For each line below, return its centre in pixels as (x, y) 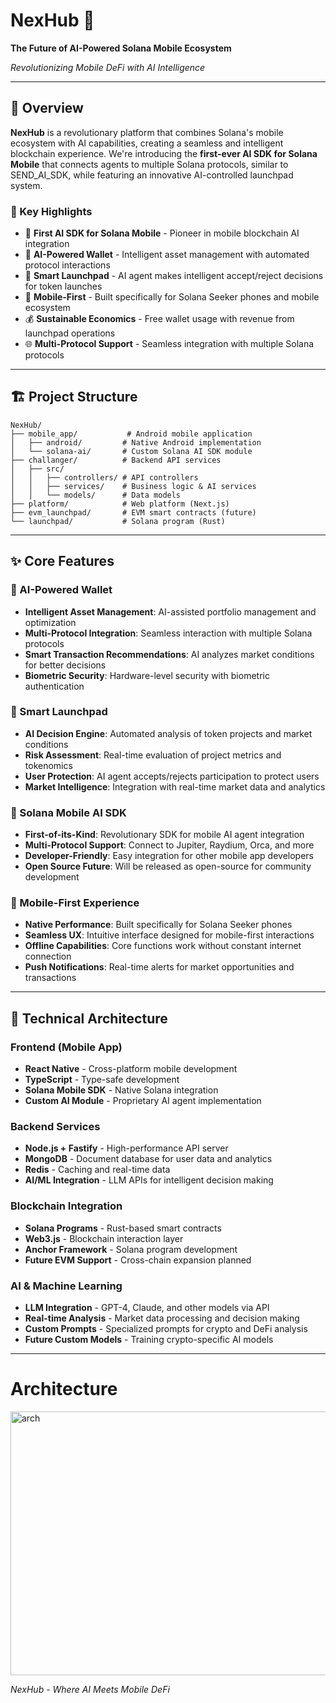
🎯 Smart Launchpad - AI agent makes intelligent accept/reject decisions (174, 276)
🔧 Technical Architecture (89, 1018)
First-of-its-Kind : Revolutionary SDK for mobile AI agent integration (164, 835)
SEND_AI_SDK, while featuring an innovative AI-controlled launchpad (152, 175)
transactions (50, 978)
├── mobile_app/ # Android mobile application (131, 434)
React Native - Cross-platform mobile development (131, 1069)
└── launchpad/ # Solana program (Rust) (118, 521)
